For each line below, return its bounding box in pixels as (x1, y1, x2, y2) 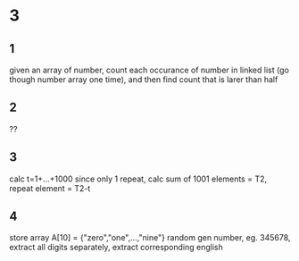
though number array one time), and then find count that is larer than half (9, 74, 278, 85)
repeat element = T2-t (9, 182, 91, 193)
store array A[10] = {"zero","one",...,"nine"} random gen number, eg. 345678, (9, 232, 291, 243)
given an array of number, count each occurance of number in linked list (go (9, 64, 290, 75)
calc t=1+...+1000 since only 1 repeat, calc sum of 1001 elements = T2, (9, 173, 268, 184)
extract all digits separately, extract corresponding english (9, 242, 223, 253)
